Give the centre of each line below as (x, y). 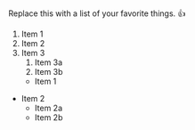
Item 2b (49, 118)
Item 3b (49, 72)
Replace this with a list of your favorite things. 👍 (97, 13)
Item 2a (49, 108)
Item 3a (49, 62)
